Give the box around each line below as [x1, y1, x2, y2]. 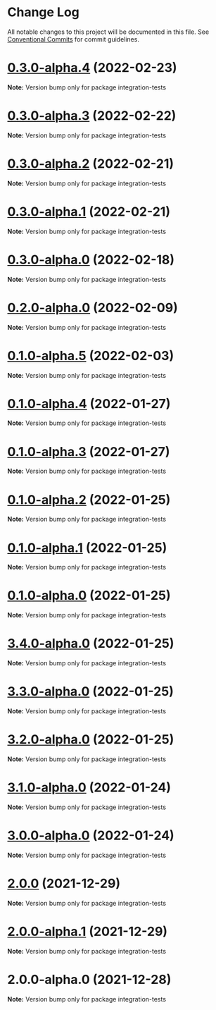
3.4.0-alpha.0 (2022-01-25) [7, 636, 174, 652]
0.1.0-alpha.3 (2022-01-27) [7, 443, 170, 460]
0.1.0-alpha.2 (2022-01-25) [7, 491, 171, 507]
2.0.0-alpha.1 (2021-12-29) [7, 924, 167, 940]
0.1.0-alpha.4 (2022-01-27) [7, 395, 171, 412]
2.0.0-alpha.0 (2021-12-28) [7, 971, 172, 987]
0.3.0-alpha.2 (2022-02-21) [7, 156, 174, 171]
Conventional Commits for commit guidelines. [7, 35, 139, 43]
